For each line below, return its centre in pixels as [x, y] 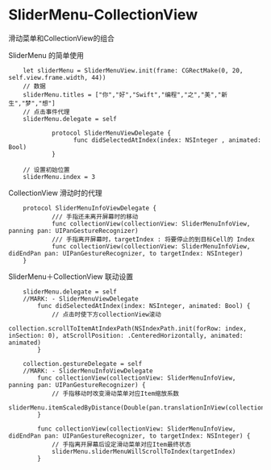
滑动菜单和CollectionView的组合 [61, 38]
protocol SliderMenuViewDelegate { [111, 133]
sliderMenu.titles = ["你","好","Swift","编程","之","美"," [122, 94]
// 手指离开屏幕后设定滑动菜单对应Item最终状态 [121, 444]
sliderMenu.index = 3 [59, 177]
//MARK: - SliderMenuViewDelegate [81, 299]
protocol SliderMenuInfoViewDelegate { [90, 208]
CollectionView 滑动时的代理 [55, 193]
